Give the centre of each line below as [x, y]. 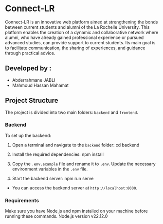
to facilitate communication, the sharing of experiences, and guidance [75, 48]
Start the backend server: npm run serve [53, 178]
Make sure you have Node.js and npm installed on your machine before [77, 211]
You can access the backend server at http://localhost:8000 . [75, 187]
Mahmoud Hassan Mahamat [40, 85]
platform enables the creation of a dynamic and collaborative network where [82, 32]
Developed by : [28, 68]
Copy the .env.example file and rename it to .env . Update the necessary [84, 164]
